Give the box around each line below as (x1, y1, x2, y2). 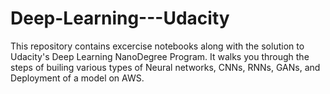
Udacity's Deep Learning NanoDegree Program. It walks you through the (10, 50, 310, 62)
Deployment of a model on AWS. (10, 72, 145, 84)
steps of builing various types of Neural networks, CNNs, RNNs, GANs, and (10, 61, 321, 73)
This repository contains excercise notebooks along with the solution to (10, 40, 305, 52)
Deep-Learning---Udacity (10, 7, 230, 30)
